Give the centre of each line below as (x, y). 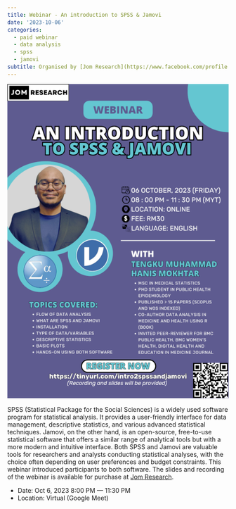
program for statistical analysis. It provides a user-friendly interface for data (117, 417)
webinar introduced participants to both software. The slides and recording (116, 469)
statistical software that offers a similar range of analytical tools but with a (114, 439)
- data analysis (37, 45)
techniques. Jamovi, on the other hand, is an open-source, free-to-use (110, 432)
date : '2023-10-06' (36, 22)
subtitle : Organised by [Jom (50, 67)
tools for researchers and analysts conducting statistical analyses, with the (116, 454)
